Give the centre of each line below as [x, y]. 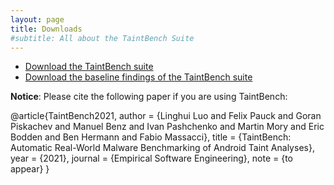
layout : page [37, 19]
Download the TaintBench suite [89, 67]
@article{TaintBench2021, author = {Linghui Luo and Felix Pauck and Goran [166, 116]
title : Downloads [46, 29]
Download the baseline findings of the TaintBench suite [138, 77]
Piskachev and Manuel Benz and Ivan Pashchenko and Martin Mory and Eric [167, 127]
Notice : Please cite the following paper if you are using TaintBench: [149, 97]
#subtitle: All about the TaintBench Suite [102, 38]
